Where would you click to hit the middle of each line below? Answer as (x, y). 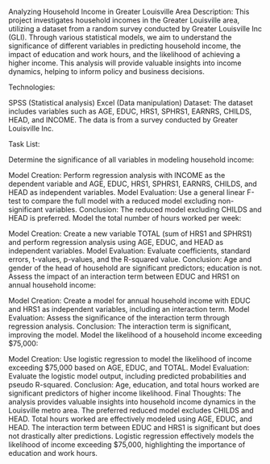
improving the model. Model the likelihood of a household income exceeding (135, 335)
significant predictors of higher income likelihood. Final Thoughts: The (125, 393)
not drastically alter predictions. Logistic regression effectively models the (131, 436)
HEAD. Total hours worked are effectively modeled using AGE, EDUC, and (130, 419)
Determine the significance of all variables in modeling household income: (131, 159)
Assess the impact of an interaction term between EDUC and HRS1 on (124, 276)
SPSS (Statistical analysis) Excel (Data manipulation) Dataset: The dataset (131, 103)
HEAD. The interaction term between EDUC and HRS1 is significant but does (134, 427)
